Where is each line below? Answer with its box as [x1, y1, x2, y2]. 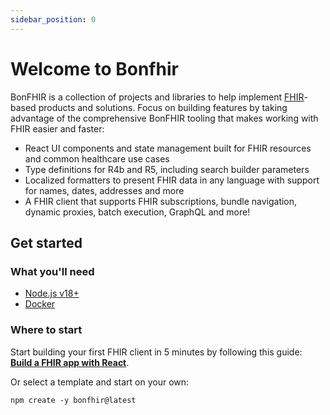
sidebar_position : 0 [10, 14, 97, 25]
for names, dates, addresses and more [24, 184, 185, 196]
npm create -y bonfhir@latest [10, 395, 137, 405]
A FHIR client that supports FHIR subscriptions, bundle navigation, [24, 195, 298, 207]
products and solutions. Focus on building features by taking [38, 101, 288, 113]
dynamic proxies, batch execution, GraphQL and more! [24, 206, 251, 218]
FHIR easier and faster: [10, 122, 105, 135]
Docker [24, 298, 56, 310]
